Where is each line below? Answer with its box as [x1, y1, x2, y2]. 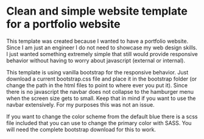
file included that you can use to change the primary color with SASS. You [6, 119, 192, 126]
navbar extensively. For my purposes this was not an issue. [6, 101, 155, 108]
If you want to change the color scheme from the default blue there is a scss [6, 113, 198, 120]
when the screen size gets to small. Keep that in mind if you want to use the [6, 94, 196, 102]
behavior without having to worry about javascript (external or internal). [6, 57, 186, 64]
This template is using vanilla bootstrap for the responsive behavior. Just [6, 68, 189, 76]
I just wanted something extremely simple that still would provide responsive [6, 50, 198, 57]
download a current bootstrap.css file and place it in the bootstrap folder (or [6, 75, 197, 82]
